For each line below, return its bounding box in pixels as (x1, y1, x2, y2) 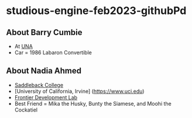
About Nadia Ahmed (6, 66, 82, 76)
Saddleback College (14, 81, 63, 88)
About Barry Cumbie (6, 27, 83, 37)
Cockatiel (14, 106, 38, 113)
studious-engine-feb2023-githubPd (6, 4, 187, 18)
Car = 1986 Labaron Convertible (14, 49, 92, 56)
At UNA (14, 43, 33, 50)
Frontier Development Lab (14, 93, 78, 100)
